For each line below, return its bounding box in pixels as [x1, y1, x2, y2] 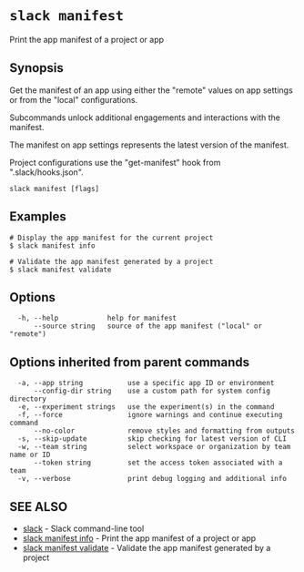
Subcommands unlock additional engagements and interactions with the [9, 112, 280, 123]
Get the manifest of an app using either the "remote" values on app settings [9, 85, 293, 96]
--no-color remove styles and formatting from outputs [33, 426, 296, 435]
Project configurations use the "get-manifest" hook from [9, 157, 221, 168]
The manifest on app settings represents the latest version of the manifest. [9, 139, 289, 150]
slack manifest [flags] [9, 184, 100, 193]
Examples [9, 209, 66, 225]
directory [9, 394, 47, 403]
